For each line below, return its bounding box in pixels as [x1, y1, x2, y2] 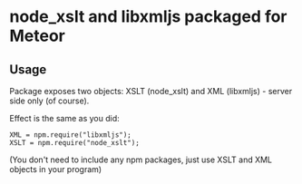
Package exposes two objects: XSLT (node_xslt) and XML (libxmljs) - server [9, 86, 293, 96]
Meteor [9, 25, 65, 46]
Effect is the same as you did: [9, 113, 120, 123]
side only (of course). [9, 95, 90, 106]
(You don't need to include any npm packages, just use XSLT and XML [9, 154, 273, 165]
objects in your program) [9, 164, 102, 174]
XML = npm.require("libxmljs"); [9, 131, 132, 140]
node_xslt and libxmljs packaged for [9, 6, 287, 27]
